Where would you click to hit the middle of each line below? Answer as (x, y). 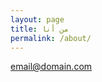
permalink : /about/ (51, 38)
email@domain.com (51, 67)
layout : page (37, 19)
